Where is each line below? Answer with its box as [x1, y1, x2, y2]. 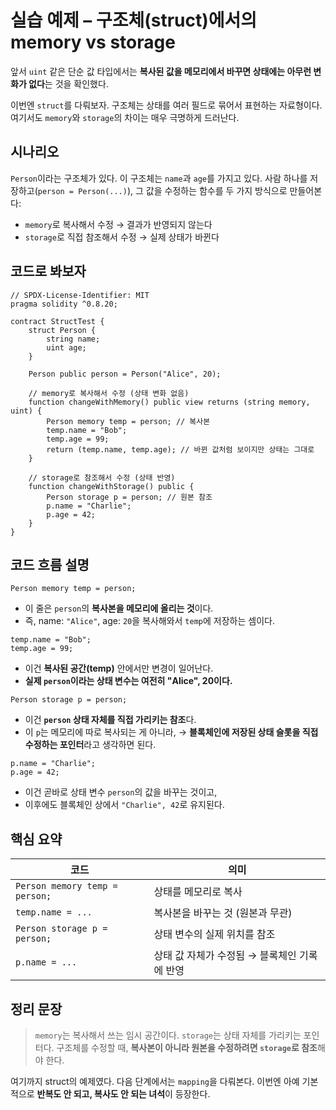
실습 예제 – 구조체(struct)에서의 [10, 9, 258, 32]
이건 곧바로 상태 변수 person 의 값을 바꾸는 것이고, [24, 786, 218, 798]
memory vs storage [10, 31, 176, 54]
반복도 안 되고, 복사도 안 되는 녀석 [36, 1088, 166, 1100]
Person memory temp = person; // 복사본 [46, 416, 211, 426]
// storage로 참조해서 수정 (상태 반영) [28, 472, 176, 483]
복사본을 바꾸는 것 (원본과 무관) [153, 906, 293, 920]
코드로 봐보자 [10, 263, 87, 280]
